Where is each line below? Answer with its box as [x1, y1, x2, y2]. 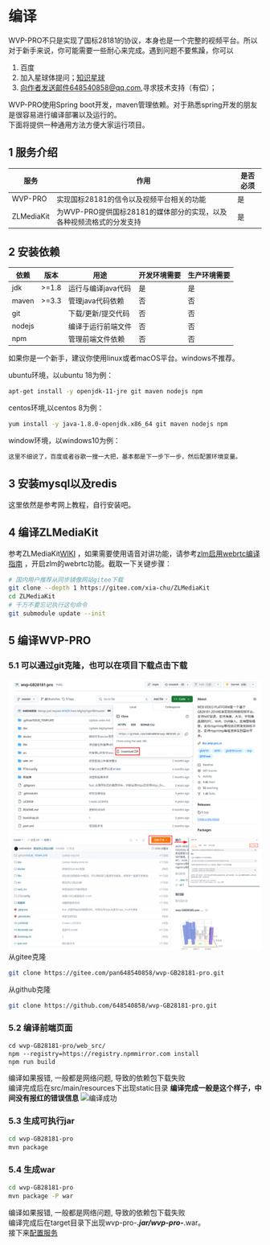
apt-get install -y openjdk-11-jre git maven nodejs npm [8, 388, 203, 396]
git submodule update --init [8, 610, 106, 618]
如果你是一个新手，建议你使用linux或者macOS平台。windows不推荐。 [8, 353, 239, 363]
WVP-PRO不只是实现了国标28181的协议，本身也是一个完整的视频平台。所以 [8, 35, 259, 45]
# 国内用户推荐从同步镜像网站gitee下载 [8, 576, 124, 584]
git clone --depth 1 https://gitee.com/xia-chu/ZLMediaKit [8, 584, 211, 592]
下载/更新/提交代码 [67, 309, 130, 318]
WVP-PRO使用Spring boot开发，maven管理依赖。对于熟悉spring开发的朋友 [8, 100, 258, 109]
